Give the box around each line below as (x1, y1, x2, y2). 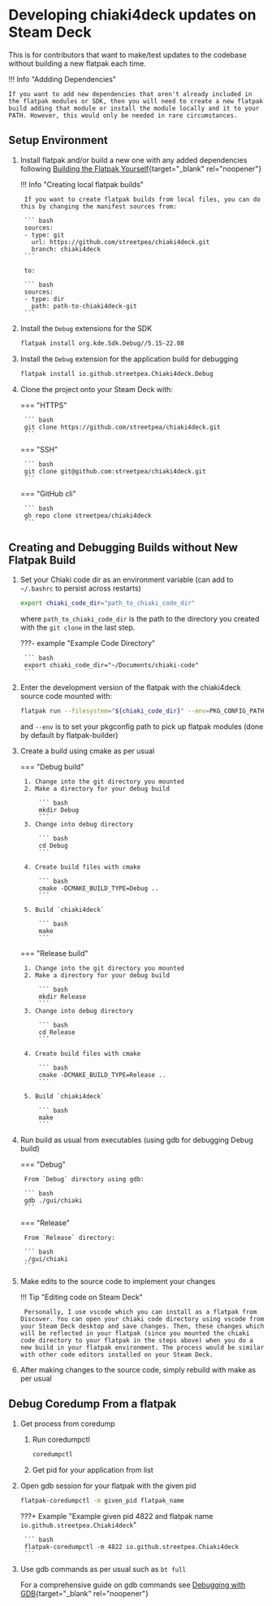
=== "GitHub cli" (19, 488, 76, 498)
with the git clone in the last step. (19, 622, 136, 632)
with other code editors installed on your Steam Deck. (19, 1351, 214, 1359)
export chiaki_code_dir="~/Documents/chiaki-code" (24, 661, 199, 670)
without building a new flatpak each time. (8, 59, 146, 68)
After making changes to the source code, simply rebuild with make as (19, 1365, 257, 1375)
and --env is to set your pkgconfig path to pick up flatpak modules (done (19, 722, 264, 731)
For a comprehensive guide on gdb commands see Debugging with (19, 1580, 246, 1590)
